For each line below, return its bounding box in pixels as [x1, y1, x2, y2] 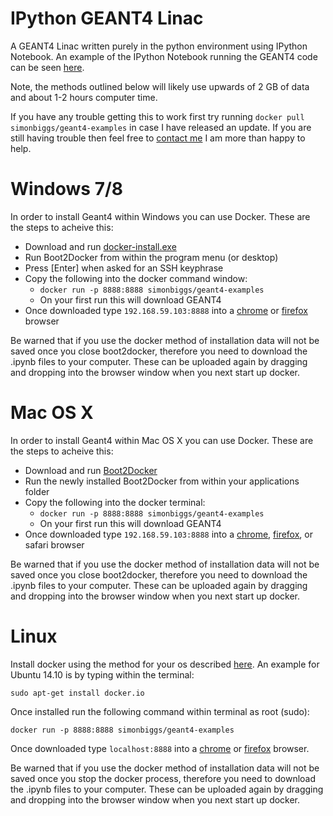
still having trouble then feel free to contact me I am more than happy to [10, 132, 306, 144]
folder [24, 485, 50, 497]
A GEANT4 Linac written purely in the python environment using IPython [10, 40, 308, 52]
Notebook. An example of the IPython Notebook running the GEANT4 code [10, 50, 318, 62]
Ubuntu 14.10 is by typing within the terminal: [10, 668, 195, 681]
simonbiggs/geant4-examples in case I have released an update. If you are [10, 121, 312, 133]
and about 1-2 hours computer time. [10, 91, 158, 103]
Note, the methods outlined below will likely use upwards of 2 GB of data [10, 80, 310, 92]
